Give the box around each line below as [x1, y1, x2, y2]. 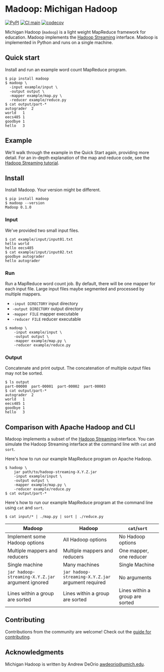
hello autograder [5, 258, 41, 263]
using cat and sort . [5, 505, 44, 511]
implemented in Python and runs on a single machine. [5, 39, 113, 45]
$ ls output [5, 380, 29, 385]
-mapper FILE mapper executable [12, 311, 79, 316]
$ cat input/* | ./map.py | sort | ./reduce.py [5, 515, 104, 519]
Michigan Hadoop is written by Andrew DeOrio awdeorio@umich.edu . [5, 661, 145, 667]
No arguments [119, 574, 152, 581]
